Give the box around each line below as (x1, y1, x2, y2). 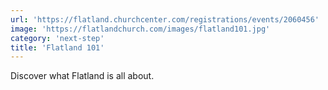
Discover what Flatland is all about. (10, 70, 155, 82)
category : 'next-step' (10, 33, 105, 43)
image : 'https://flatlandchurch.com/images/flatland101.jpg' (10, 24, 271, 34)
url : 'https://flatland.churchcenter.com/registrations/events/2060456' (10, 14, 320, 25)
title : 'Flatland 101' (10, 42, 105, 53)
